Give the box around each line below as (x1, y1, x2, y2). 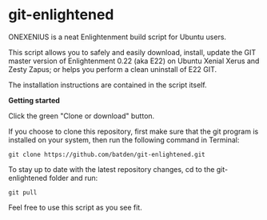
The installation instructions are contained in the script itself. (8, 80, 207, 90)
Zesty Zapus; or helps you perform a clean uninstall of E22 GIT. (8, 64, 217, 74)
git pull (8, 188, 38, 197)
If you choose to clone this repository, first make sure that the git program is (8, 126, 259, 136)
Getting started (8, 95, 60, 105)
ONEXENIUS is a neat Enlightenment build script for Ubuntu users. (8, 32, 226, 42)
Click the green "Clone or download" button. (8, 110, 155, 121)
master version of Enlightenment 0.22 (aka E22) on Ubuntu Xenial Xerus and (8, 56, 260, 66)
